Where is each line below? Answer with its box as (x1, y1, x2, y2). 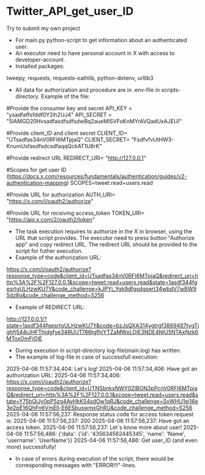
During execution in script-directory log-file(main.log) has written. (15, 346, 182, 354)
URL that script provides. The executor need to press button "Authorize (15, 234, 195, 241)
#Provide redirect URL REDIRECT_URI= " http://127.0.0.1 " (6, 154, 146, 162)
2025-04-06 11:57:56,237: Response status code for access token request (6, 410, 194, 417)
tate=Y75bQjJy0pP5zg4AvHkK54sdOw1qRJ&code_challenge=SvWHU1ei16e (6, 397, 198, 405)
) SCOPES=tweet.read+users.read (67, 179, 153, 186)
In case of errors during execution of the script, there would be (15, 455, 174, 462)
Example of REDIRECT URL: (15, 303, 85, 310)
